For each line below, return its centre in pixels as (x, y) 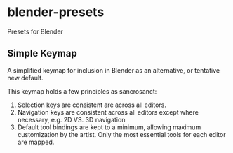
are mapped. (36, 142)
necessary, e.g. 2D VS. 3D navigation (71, 119)
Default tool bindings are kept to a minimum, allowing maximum (109, 127)
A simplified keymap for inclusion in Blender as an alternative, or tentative (113, 70)
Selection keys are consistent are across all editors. (92, 105)
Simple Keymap (42, 53)
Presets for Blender (35, 31)
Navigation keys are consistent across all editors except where (108, 112)
